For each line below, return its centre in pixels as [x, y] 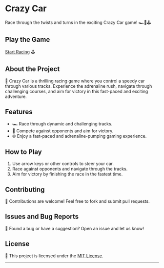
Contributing [25, 189]
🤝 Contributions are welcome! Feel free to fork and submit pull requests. [77, 201]
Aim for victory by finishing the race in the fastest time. [67, 174]
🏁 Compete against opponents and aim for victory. [63, 131]
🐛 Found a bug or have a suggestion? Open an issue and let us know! [74, 228]
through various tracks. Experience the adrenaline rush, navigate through [79, 86]
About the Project [32, 69]
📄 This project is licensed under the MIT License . [54, 256]
